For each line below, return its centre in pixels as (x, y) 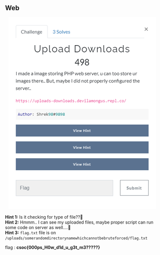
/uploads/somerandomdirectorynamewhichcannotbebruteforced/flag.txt (76, 238)
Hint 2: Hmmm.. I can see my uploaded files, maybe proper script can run (79, 222)
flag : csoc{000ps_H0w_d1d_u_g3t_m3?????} (53, 247)
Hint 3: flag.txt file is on (31, 232)
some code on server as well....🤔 (38, 227)
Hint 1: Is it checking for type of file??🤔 (44, 217)
